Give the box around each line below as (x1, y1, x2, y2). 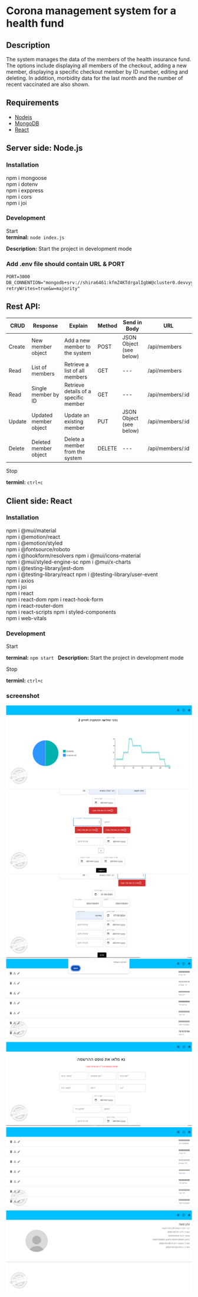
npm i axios (6, 577, 34, 584)
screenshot (6, 692, 40, 700)
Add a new (64, 337, 90, 344)
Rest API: (6, 302, 41, 312)
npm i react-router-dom (6, 602, 64, 609)
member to (64, 343, 91, 350)
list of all (64, 367, 85, 374)
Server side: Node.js (6, 143, 83, 153)
